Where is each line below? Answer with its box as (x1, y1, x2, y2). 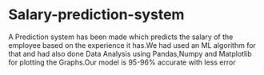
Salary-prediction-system (8, 6, 185, 24)
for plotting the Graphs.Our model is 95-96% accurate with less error (8, 57, 236, 67)
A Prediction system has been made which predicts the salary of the (8, 32, 234, 41)
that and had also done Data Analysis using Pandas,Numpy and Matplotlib (8, 49, 252, 58)
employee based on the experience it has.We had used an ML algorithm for (8, 40, 256, 49)
